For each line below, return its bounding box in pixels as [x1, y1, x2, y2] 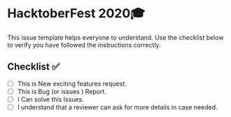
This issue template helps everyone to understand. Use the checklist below [7, 33, 224, 42]
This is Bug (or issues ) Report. [17, 87, 107, 95]
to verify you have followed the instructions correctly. [7, 40, 161, 49]
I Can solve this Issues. [17, 95, 84, 103]
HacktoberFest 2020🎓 [7, 6, 146, 22]
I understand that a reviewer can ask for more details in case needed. [17, 102, 218, 111]
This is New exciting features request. [17, 79, 127, 88]
